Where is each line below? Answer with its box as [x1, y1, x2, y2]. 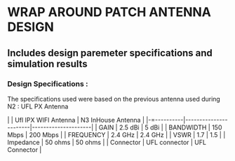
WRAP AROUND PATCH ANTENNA [7, 4, 212, 20]
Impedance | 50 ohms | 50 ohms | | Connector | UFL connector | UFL [7, 138, 207, 146]
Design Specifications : [7, 78, 88, 88]
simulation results [7, 57, 88, 70]
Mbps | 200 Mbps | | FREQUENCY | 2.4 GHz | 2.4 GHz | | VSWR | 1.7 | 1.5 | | [7, 130, 226, 139]
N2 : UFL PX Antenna [7, 102, 69, 111]
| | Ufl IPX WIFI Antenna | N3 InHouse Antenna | [7, 115, 145, 124]
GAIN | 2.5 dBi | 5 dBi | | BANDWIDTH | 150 [98, 123, 222, 132]
